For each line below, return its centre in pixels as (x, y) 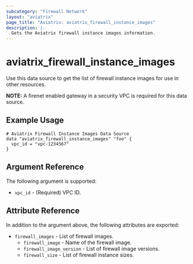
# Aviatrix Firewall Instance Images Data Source (68, 134)
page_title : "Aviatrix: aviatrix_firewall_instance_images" (81, 22)
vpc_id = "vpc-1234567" (40, 144)
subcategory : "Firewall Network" (47, 11)
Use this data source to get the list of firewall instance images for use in (92, 78)
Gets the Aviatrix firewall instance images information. (84, 33)
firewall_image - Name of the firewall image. (77, 242)
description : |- (26, 28)
